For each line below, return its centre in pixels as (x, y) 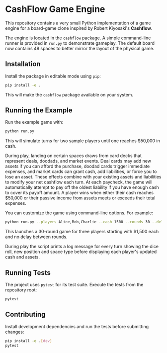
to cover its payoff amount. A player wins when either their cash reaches (80, 193)
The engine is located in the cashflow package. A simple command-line (78, 38)
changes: (15, 332)
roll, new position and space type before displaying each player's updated (81, 252)
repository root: (21, 290)
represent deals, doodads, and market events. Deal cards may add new (78, 161)
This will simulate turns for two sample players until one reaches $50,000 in (83, 141)
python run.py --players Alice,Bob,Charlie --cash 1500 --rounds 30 (78, 222)
